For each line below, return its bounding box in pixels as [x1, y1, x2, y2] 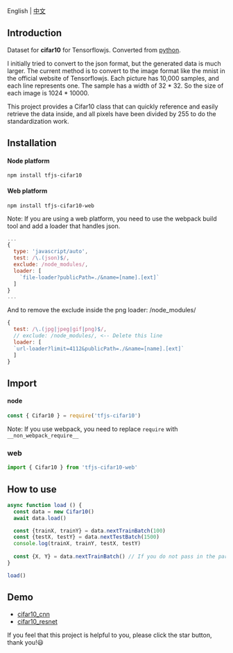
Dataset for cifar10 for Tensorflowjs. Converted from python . [7, 45, 182, 54]
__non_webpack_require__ [7, 432, 79, 439]
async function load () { [7, 501, 82, 508]
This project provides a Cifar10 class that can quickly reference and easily [7, 102, 218, 111]
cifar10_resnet [17, 617, 58, 625]
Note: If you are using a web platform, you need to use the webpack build [7, 214, 217, 223]
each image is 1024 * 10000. [7, 88, 89, 97]
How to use [7, 483, 57, 495]
